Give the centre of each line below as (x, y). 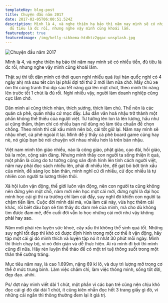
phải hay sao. (19, 218)
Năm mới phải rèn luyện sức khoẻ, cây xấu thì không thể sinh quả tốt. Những (84, 228)
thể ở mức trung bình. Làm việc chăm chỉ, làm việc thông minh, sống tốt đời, (83, 269)
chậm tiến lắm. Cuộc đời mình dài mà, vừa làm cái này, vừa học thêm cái (79, 202)
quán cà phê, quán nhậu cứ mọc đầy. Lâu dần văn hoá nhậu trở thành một (81, 113)
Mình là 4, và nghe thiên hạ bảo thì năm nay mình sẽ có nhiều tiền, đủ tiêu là (83, 62)
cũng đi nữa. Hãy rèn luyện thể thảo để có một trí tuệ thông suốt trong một (82, 249)
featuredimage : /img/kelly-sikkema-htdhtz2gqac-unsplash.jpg (70, 38)
